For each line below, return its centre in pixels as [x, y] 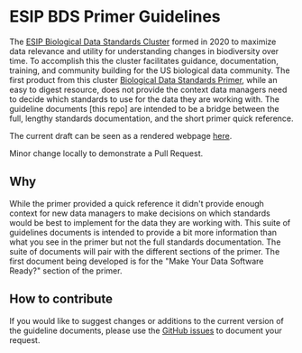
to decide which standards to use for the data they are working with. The [144, 99]
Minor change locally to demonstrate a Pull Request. [106, 153]
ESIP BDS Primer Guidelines [115, 17]
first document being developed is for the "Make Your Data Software [137, 261]
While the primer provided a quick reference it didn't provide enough [137, 203]
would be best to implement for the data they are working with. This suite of [150, 222]
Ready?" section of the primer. [66, 270]
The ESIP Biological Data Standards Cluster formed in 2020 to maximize [143, 42]
